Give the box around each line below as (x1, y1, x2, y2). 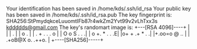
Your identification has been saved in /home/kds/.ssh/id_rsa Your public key (6, 5, 191, 12)
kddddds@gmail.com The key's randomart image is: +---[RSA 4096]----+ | (6, 24, 190, 31)
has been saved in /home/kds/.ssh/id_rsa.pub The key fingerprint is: (6, 11, 172, 18)
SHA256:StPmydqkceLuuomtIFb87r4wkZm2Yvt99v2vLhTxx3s (6, 18, 158, 24)
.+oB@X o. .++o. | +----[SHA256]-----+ (6, 37, 104, 43)
